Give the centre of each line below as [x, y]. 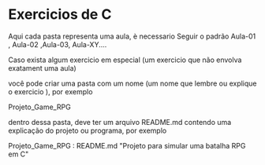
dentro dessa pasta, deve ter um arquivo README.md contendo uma [120, 122]
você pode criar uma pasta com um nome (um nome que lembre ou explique [132, 83]
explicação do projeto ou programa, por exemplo [88, 130]
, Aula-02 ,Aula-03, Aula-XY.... [58, 44]
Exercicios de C [60, 15]
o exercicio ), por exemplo [50, 91]
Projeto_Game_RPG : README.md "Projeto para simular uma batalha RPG [127, 145]
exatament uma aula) [42, 68]
